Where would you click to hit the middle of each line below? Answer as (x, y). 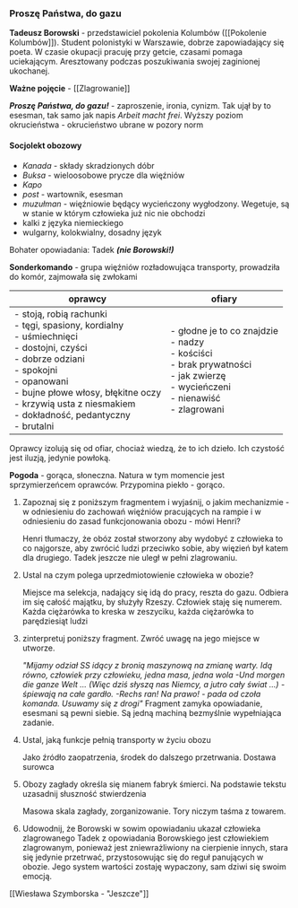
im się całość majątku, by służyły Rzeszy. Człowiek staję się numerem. (152, 602)
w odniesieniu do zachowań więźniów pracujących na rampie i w (142, 511)
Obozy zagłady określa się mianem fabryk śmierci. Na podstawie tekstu (154, 784)
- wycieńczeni (200, 387)
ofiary (224, 299)
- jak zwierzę (198, 375)
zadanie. (38, 722)
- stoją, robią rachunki (60, 314)
